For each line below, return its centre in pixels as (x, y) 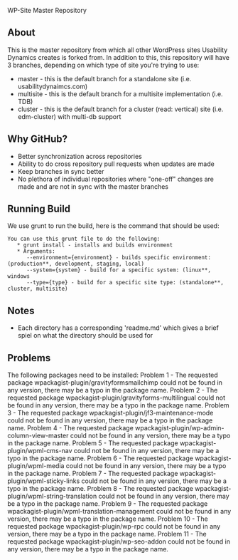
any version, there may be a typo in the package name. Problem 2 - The (113, 390)
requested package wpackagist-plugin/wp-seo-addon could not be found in (119, 541)
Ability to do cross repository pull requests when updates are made (116, 164)
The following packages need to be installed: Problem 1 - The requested (113, 375)
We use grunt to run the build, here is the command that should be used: (113, 226)
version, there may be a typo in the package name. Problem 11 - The (107, 534)
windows (19, 276)
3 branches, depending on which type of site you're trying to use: (103, 65)
